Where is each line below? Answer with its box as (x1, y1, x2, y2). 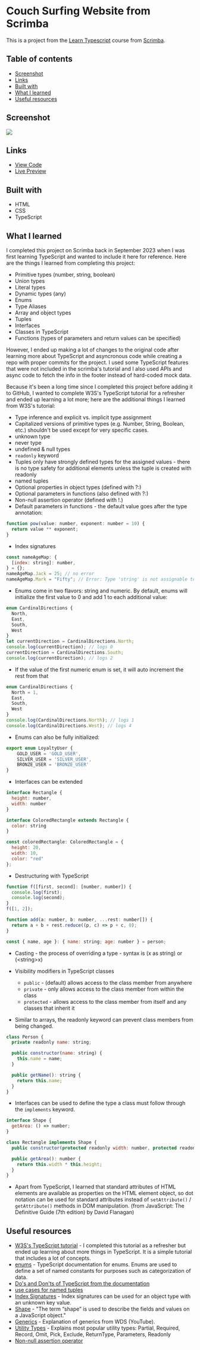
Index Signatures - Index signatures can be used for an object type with (14, 1293, 191, 1300)
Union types (14, 277, 45, 285)
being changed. (14, 1022, 54, 1030)
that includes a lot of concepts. (14, 1254, 91, 1262)
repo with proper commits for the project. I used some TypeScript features (6, 359, 189, 366)
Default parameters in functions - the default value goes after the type (14, 503, 187, 509)
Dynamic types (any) (14, 290, 67, 297)
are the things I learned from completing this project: (6, 259, 136, 267)
